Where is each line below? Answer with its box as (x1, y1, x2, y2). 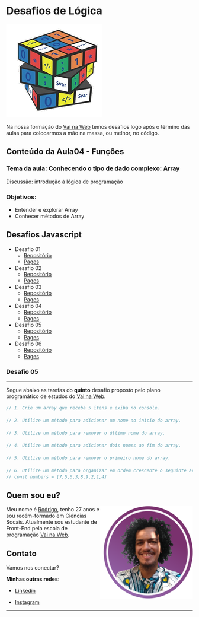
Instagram (14, 599, 40, 606)
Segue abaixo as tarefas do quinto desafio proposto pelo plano (6, 387, 161, 394)
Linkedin (14, 587, 36, 594)
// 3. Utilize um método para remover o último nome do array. (6, 430, 166, 436)
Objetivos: (6, 193, 37, 201)
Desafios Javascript (6, 230, 82, 240)
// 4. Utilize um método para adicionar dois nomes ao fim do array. (6, 443, 182, 449)
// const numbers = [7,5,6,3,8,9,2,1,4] (6, 473, 108, 480)
